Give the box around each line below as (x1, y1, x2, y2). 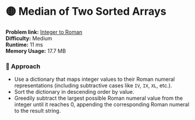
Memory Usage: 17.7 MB (5, 47, 66, 54)
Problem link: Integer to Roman (5, 28, 83, 36)
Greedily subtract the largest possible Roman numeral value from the (14, 94, 183, 102)
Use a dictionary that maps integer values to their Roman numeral (14, 75, 175, 83)
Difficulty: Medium (5, 34, 53, 42)
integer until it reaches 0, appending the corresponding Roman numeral (14, 101, 190, 108)
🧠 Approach (5, 62, 41, 70)
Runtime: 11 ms (5, 41, 43, 48)
